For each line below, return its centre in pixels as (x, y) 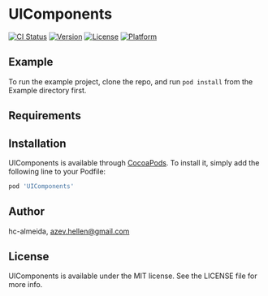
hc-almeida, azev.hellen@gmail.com (69, 231)
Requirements (45, 116)
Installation (37, 143)
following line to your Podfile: (57, 171)
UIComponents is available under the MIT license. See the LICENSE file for (133, 276)
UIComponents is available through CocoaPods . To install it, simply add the (134, 162)
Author (26, 212)
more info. (26, 285)
